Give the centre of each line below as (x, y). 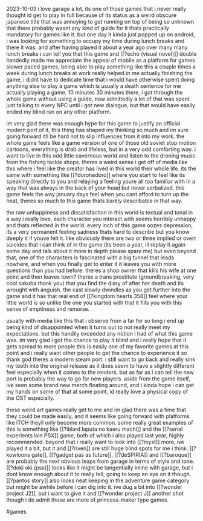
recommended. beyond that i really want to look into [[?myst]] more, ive (95, 442)
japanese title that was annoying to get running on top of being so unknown (100, 22)
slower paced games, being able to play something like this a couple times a (101, 67)
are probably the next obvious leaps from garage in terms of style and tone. (100, 461)
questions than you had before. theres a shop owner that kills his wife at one (101, 270)
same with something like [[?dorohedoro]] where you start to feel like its (96, 175)
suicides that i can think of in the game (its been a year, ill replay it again (96, 244)
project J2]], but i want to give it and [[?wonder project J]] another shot (95, 493)
